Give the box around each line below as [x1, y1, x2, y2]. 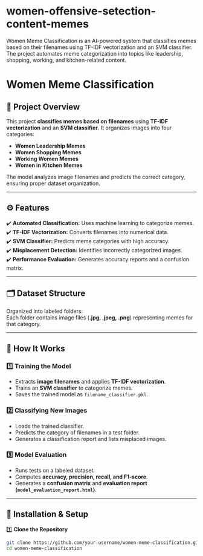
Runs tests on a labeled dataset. [14, 466, 95, 474]
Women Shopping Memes [14, 148, 82, 155]
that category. [6, 320, 41, 327]
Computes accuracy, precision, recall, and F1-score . [14, 473, 148, 480]
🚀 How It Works [6, 343, 65, 353]
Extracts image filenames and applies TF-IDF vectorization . [14, 378, 166, 385]
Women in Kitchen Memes [14, 162, 83, 169]
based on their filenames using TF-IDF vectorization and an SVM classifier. [6, 44, 193, 51]
